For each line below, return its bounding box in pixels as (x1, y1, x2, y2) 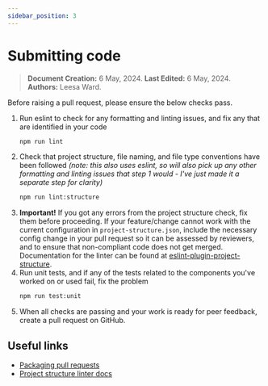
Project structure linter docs (19, 369, 112, 378)
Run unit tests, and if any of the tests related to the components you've (19, 268, 256, 278)
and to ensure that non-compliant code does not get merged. (19, 242, 224, 252)
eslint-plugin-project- (169, 251, 241, 261)
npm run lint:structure (19, 193, 100, 202)
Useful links (7, 338, 69, 352)
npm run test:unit (19, 292, 82, 300)
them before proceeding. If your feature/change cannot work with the (19, 216, 251, 226)
